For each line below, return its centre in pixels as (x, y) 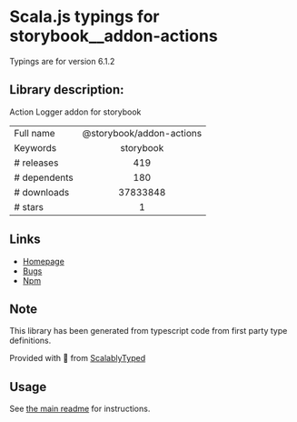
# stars (29, 206)
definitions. (30, 341)
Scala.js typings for (84, 17)
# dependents (44, 177)
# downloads (42, 192)
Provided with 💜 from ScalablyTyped (78, 358)
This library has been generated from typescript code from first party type (148, 331)
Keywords (35, 147)
